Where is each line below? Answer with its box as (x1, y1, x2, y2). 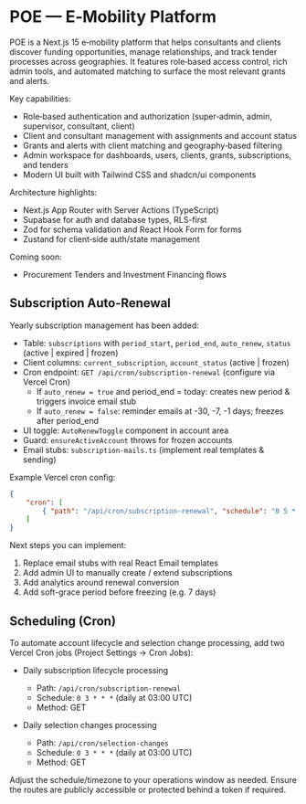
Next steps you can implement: (9, 540, 127, 551)
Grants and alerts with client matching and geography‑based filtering (22, 140, 283, 151)
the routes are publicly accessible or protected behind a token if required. (9, 784, 286, 795)
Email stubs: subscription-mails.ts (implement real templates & (22, 444, 265, 455)
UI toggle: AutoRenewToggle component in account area (22, 425, 229, 436)
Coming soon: (9, 251, 62, 262)
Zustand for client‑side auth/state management (22, 233, 200, 244)
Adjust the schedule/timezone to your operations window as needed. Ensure (9, 774, 297, 785)
